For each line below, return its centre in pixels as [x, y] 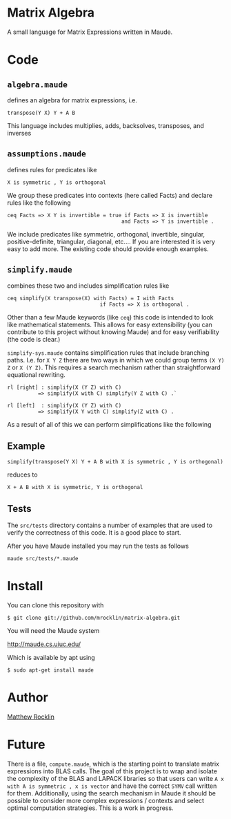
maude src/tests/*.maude [43, 559]
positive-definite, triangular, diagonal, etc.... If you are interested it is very [111, 241]
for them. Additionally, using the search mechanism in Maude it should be [111, 793]
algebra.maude [37, 84]
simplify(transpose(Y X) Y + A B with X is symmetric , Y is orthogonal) [115, 462]
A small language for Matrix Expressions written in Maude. [90, 32]
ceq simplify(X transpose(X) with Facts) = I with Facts [91, 298]
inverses [19, 133]
